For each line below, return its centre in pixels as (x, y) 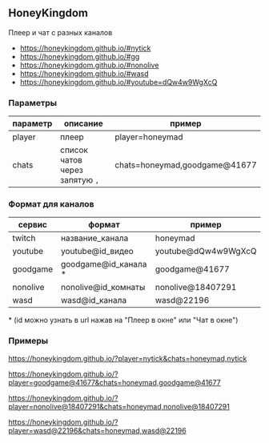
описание (84, 123)
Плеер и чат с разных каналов (60, 32)
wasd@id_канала (93, 300)
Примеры (28, 341)
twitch (24, 238)
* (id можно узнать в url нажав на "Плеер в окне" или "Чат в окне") (123, 320)
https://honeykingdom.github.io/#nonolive (89, 65)
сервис (33, 225)
